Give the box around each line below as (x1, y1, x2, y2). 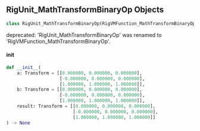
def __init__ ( (6, 64, 42, 70)
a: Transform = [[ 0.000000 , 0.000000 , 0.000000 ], (17, 70, 143, 76)
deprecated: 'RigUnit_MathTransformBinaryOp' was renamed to (6, 31, 162, 38)
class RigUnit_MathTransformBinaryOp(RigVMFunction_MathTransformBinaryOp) (6, 20, 198, 26)
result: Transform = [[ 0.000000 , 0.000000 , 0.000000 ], (17, 104, 156, 110)
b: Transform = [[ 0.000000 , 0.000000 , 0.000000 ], (17, 86, 143, 93)
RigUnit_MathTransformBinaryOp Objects (6, 5, 164, 15)
